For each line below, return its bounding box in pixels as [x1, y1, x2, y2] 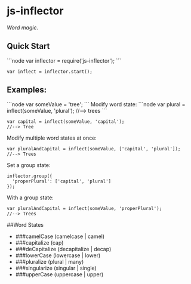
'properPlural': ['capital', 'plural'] [12, 178, 112, 184]
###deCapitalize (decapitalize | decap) [15, 245, 112, 252]
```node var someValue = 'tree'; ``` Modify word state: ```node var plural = [7, 100, 186, 108]
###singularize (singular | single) [15, 264, 97, 271]
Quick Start [7, 41, 50, 51]
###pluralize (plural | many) [15, 258, 84, 265]
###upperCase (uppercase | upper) [15, 270, 104, 278]
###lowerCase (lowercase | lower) [15, 252, 101, 259]
